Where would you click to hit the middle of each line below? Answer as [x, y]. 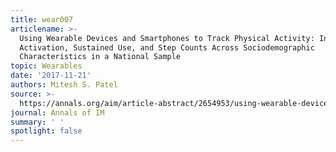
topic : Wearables [46, 66]
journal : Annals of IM [57, 112]
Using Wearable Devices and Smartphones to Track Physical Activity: [167, 38]
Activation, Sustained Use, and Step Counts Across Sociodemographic [167, 47]
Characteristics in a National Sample [100, 57]
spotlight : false [46, 131]
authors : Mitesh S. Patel [64, 85]
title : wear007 [42, 19]
